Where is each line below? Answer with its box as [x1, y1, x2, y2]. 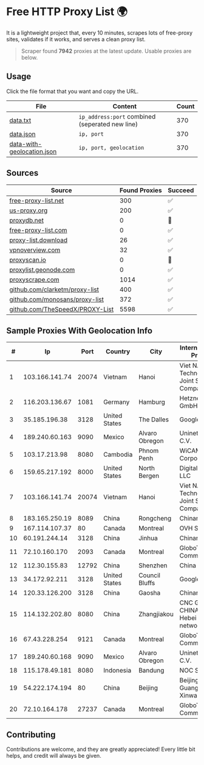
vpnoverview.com [9, 246, 61, 254]
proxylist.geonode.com [9, 265, 75, 274]
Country [106, 347, 131, 356]
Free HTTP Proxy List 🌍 [6, 5, 128, 19]
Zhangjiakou [138, 610, 174, 618]
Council [138, 571, 161, 580]
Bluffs [138, 579, 155, 587]
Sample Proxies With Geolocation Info [6, 325, 153, 336]
